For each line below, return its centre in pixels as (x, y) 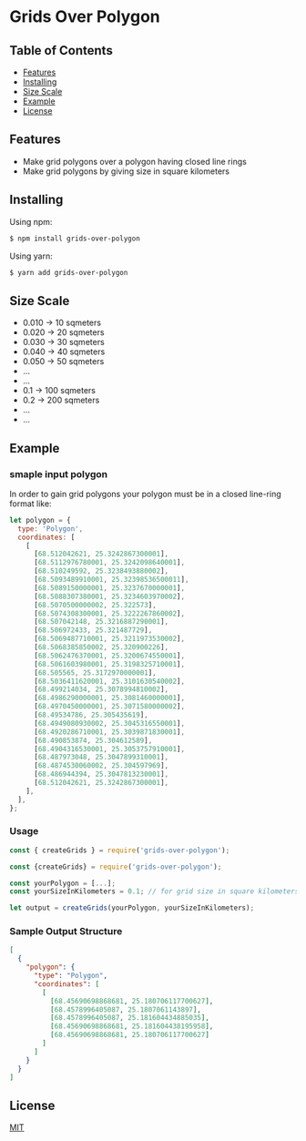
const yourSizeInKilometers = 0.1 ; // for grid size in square (132, 891)
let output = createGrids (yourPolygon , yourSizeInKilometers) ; (132, 908)
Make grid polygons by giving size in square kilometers (126, 171)
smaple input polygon (58, 474)
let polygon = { (40, 520)
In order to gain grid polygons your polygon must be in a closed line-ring (146, 494)
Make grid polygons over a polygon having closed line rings (135, 161)
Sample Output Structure (66, 932)
